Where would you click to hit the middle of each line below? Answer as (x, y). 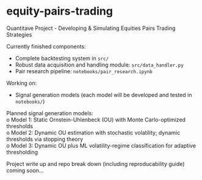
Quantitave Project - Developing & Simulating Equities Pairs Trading (91, 28)
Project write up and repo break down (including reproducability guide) (96, 164)
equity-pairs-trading (60, 11)
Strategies (19, 34)
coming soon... (25, 170)
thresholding (22, 152)
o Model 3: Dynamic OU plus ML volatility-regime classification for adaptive (101, 145)
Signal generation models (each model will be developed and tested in (103, 95)
